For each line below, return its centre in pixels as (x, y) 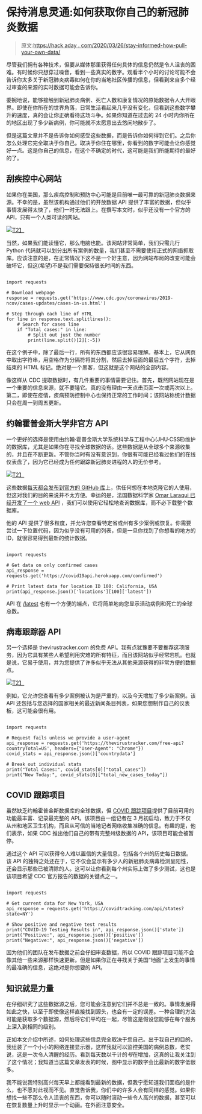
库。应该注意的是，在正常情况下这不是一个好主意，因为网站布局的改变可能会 (101, 258)
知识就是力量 (30, 988)
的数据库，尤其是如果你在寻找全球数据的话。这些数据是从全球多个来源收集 (98, 446)
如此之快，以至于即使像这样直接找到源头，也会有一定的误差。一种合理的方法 (101, 1011)
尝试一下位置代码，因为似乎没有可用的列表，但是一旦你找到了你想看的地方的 (101, 530)
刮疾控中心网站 (34, 179)
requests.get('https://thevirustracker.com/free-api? (115, 743)
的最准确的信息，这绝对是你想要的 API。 (56, 967)
